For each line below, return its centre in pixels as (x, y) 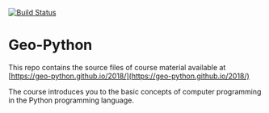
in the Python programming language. (71, 100)
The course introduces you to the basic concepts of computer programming (135, 91)
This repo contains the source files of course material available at (117, 67)
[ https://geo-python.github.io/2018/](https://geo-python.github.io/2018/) (129, 76)
